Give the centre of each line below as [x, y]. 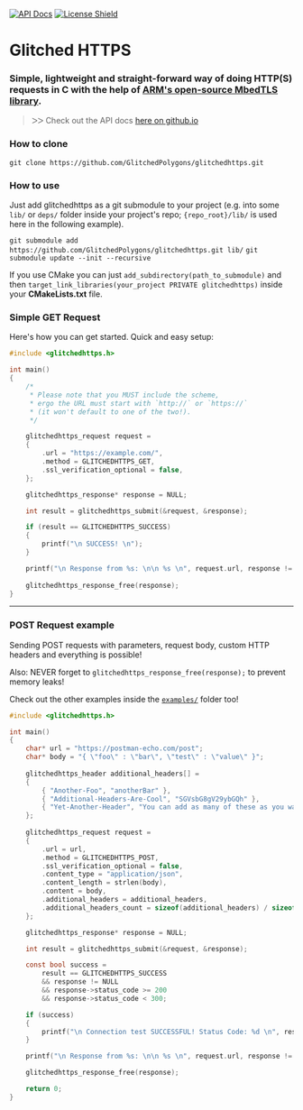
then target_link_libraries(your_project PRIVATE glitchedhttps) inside [146, 285]
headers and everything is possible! [76, 655]
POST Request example [62, 625]
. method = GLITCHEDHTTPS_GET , [98, 462]
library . [26, 101]
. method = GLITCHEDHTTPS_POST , [101, 858]
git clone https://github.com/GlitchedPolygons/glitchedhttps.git [137, 162]
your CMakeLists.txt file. [56, 294]
